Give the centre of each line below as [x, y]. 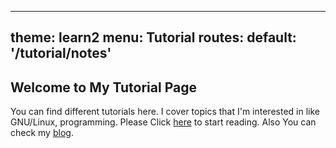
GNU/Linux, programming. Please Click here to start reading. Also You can [163, 122]
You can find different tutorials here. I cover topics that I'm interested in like [165, 112]
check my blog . [42, 133]
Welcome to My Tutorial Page [103, 87]
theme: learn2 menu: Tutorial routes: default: [153, 37]
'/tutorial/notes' [61, 53]
